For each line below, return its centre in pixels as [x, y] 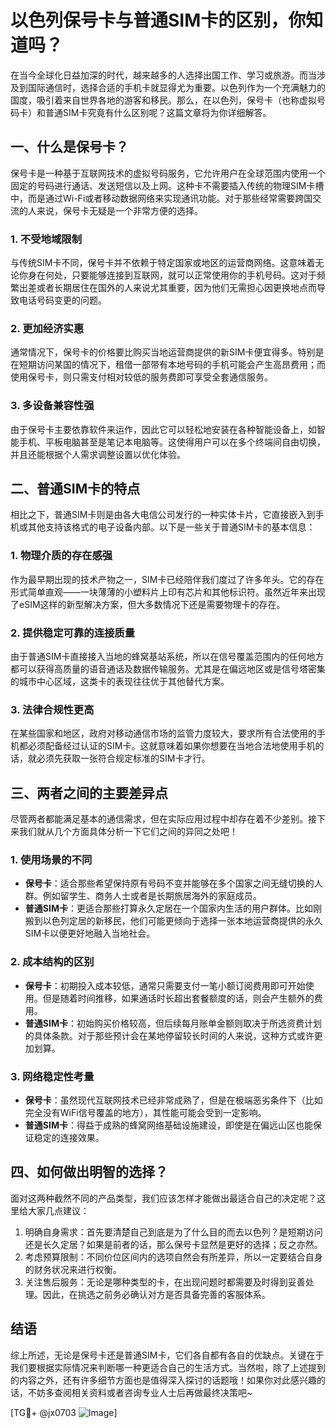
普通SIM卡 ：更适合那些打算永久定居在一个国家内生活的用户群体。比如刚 [173, 908]
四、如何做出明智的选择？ [89, 1172]
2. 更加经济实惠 [47, 328]
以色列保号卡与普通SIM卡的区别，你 [158, 20]
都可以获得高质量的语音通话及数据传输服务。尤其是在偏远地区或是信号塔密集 [168, 669]
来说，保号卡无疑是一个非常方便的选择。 [119, 210]
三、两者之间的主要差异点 [89, 792]
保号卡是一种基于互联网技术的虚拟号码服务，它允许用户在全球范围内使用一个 [168, 173]
